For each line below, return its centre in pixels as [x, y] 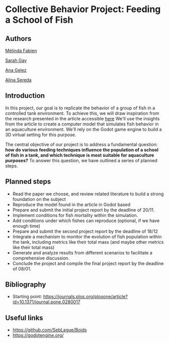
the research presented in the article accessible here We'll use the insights [82, 118]
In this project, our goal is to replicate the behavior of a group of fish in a [80, 108]
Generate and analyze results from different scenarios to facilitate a [82, 252]
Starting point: [27, 297]
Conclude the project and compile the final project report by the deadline [88, 263]
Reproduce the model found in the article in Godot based [71, 204]
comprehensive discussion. [41, 258]
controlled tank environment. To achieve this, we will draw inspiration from [82, 113]
